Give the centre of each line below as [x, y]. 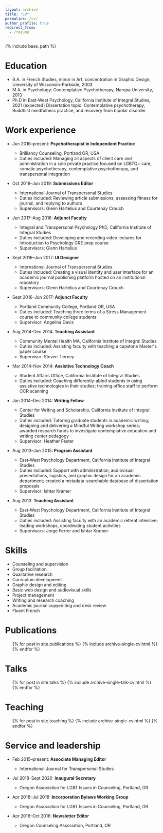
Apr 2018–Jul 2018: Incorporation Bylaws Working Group [70, 797]
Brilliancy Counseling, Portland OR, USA [59, 153]
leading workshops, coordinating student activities [70, 526]
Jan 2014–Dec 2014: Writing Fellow [48, 400]
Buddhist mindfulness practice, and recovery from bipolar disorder [79, 110]
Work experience [41, 130]
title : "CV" [17, 14]
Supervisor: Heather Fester [46, 441]
